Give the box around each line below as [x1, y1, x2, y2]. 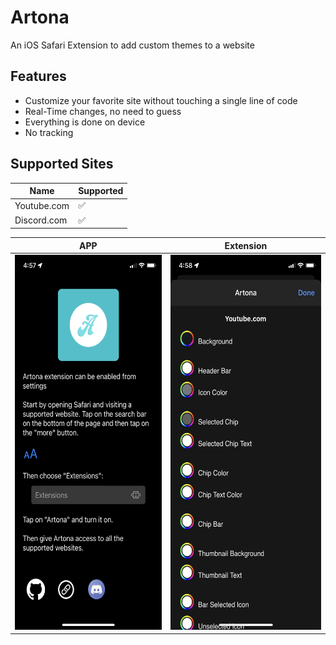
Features [10, 68, 67, 85]
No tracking [24, 126, 74, 138]
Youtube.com [14, 199, 70, 211]
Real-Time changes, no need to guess [24, 105, 182, 117]
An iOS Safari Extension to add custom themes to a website [10, 39, 255, 51]
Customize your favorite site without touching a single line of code [24, 94, 298, 106]
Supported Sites [10, 156, 114, 173]
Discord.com [14, 214, 68, 226]
